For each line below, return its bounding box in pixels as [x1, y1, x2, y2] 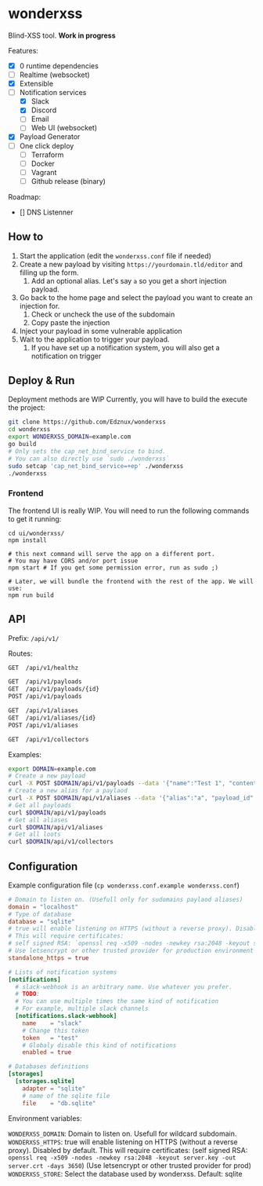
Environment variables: [8, 1113, 82, 1123]
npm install [8, 536, 47, 544]
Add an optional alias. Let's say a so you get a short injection [31, 276, 227, 285]
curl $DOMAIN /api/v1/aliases [8, 823, 103, 831]
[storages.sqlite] [15, 1078, 76, 1085]
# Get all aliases [8, 816, 68, 824]
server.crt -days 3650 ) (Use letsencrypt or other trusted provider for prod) [8, 1160, 252, 1170]
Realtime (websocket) [19, 70, 90, 79]
